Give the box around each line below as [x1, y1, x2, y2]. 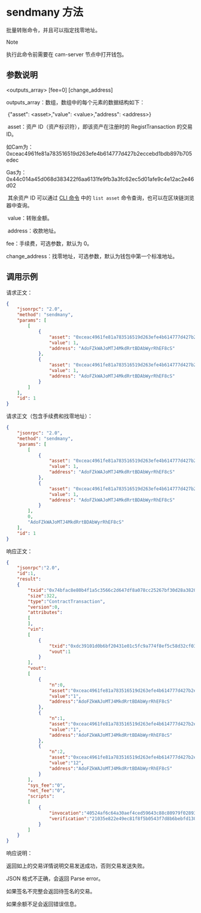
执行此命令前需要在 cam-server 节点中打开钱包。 [6, 50, 127, 58]
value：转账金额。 [7, 214, 53, 222]
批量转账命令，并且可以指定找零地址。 [6, 26, 100, 34]
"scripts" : [28, 793, 55, 800]
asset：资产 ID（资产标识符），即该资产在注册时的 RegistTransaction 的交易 [7, 123, 193, 130]
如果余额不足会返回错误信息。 [6, 900, 80, 908]
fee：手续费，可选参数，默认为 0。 [6, 240, 93, 247]
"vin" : [28, 627, 44, 633]
